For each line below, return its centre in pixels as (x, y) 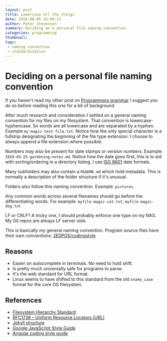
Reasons (19, 251)
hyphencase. (18, 126)
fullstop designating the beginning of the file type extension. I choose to (79, 136)
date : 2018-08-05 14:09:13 (33, 19)
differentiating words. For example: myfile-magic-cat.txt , (65, 202)
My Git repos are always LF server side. (46, 221)
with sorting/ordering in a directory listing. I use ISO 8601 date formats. (78, 162)
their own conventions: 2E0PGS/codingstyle (51, 236)
